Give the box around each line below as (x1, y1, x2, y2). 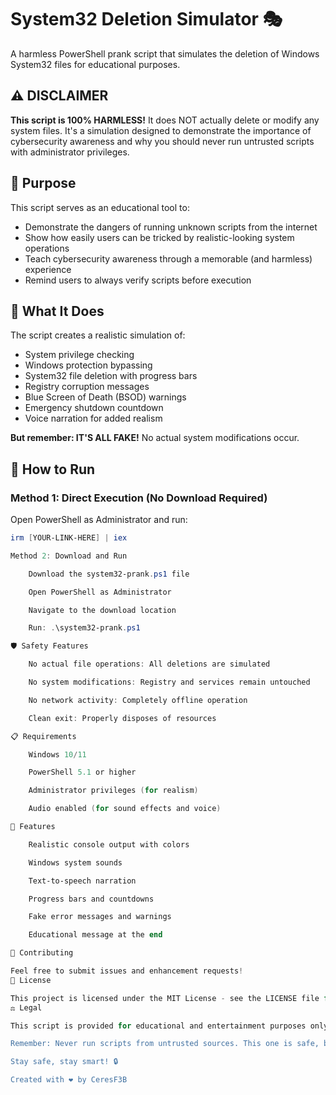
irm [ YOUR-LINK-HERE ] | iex (10, 533, 128, 543)
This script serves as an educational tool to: (10, 201, 190, 213)
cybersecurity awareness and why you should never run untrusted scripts (10, 135, 315, 147)
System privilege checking (24, 349, 135, 361)
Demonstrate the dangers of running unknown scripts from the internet (24, 221, 318, 233)
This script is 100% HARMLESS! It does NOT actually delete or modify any (10, 114, 320, 126)
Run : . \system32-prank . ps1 (28, 623, 141, 633)
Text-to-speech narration (28, 876, 137, 886)
